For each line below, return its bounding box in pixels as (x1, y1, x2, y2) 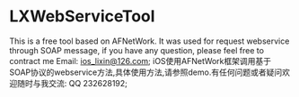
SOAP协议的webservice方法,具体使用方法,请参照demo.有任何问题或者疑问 (9, 67, 283, 77)
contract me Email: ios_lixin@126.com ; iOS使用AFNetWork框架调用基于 (9, 55, 272, 66)
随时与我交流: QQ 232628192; (16, 77, 128, 88)
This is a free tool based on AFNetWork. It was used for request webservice (9, 36, 290, 46)
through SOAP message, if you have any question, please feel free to (9, 44, 265, 55)
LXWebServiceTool (9, 6, 155, 27)
